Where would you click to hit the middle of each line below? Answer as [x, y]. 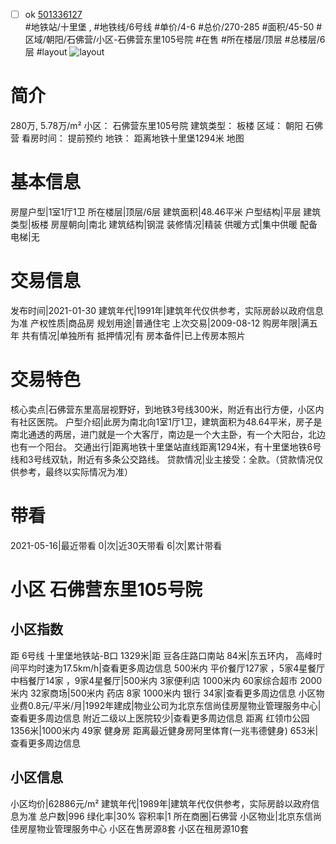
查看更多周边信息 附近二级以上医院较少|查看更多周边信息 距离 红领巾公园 [160, 718]
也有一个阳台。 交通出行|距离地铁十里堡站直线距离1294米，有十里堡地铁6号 [166, 446]
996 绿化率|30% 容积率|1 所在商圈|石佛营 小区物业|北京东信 [190, 816]
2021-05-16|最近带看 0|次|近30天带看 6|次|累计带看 [116, 545]
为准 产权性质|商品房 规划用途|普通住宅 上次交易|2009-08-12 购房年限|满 [160, 323]
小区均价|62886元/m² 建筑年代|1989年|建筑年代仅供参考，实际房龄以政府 [161, 803]
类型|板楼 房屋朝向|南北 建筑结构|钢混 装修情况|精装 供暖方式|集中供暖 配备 [164, 224]
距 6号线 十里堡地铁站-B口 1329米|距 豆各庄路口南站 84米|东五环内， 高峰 [162, 655]
